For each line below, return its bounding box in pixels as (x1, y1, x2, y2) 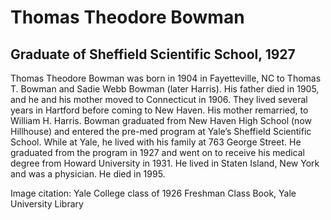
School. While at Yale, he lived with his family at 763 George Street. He (10, 136, 302, 148)
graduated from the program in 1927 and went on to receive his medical (10, 147, 306, 158)
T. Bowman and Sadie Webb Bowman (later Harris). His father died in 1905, (10, 83, 320, 95)
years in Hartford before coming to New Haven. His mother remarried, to (10, 104, 309, 116)
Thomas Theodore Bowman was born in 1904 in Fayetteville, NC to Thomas (10, 72, 322, 84)
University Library (10, 198, 84, 210)
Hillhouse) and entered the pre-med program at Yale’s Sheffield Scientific (10, 126, 312, 137)
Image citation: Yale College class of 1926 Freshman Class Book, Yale (10, 187, 297, 199)
